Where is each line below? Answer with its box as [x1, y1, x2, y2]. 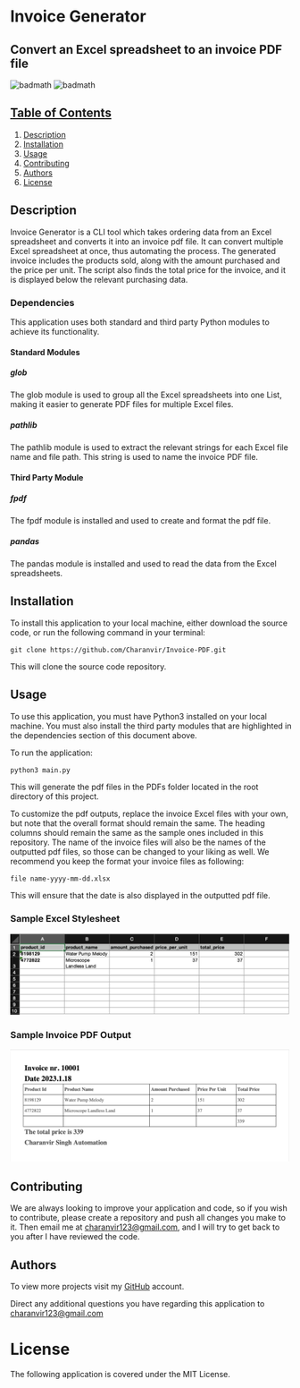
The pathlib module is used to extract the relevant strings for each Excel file [10, 442, 288, 453]
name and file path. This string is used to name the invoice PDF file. [10, 452, 258, 463]
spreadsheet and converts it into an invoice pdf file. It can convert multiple [10, 235, 284, 247]
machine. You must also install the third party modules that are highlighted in [10, 720, 292, 731]
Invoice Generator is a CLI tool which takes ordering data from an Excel [10, 226, 271, 237]
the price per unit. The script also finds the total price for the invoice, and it [10, 264, 287, 275]
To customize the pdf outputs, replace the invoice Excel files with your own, [10, 808, 288, 819]
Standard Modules [10, 346, 80, 357]
